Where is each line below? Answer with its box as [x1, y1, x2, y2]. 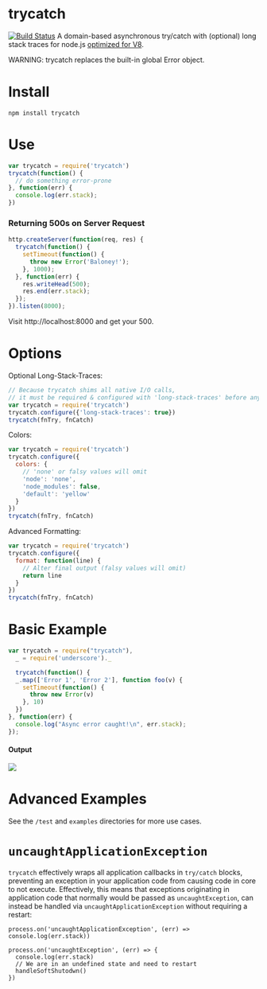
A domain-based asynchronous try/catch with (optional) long [56, 31, 257, 41]
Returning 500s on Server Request [8, 217, 145, 228]
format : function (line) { [15, 556, 102, 565]
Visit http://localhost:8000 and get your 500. [8, 317, 154, 326]
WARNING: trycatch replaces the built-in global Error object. [8, 55, 205, 64]
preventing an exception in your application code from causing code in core [8, 876, 257, 886]
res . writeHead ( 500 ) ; [22, 280, 91, 288]
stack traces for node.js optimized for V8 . [8, 39, 145, 49]
